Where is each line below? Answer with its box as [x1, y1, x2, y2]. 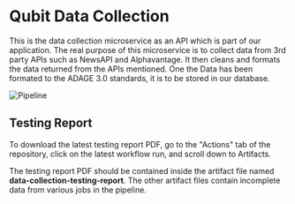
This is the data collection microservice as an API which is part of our [9, 35, 261, 46]
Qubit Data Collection [9, 6, 170, 26]
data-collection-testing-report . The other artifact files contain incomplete [9, 175, 281, 185]
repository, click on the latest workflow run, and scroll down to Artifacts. [9, 148, 272, 159]
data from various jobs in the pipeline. [9, 184, 147, 195]
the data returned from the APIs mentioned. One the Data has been [9, 64, 253, 74]
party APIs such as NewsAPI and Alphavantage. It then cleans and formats [9, 54, 281, 64]
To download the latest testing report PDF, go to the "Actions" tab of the [9, 139, 271, 149]
